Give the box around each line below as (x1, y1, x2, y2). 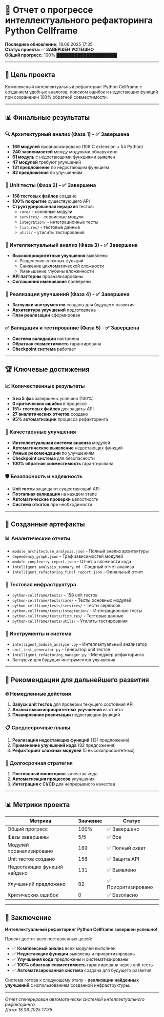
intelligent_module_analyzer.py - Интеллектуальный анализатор (12, 641, 147, 647)
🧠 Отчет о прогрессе (5, 4, 93, 16)
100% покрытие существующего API (12, 198, 90, 204)
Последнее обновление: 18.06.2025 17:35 (5, 41, 93, 47)
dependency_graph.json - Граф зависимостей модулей (12, 553, 123, 559)
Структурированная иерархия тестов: (12, 203, 94, 209)
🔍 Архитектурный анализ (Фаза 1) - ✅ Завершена (5, 131, 130, 138)
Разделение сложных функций (19, 258, 84, 264)
